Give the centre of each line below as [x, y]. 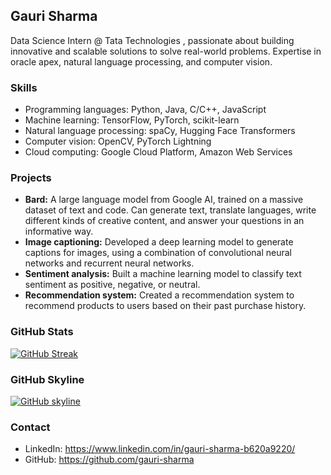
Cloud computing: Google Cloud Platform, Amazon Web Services [158, 152]
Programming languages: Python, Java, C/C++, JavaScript [145, 110]
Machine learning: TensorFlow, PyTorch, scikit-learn [132, 120]
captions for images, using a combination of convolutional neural [158, 253]
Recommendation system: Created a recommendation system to [159, 295]
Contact [30, 427]
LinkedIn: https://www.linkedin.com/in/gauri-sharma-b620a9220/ [160, 449]
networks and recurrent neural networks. [109, 263]
